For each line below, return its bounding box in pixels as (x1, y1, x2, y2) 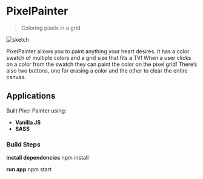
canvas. (6, 73, 26, 80)
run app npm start (6, 166, 52, 173)
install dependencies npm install (6, 154, 89, 161)
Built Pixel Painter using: (6, 107, 67, 114)
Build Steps (6, 140, 41, 149)
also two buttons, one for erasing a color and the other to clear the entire (6, 67, 188, 74)
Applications (6, 91, 56, 101)
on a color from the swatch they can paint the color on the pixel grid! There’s (6, 60, 198, 68)
